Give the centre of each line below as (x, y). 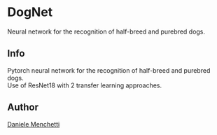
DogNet (30, 12)
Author (23, 107)
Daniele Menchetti (34, 124)
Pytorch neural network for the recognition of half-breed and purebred (109, 70)
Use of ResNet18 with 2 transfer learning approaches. (85, 85)
